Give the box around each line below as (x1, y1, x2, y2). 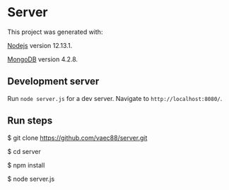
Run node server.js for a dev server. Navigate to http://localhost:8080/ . (7, 94, 223, 102)
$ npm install (7, 160, 45, 170)
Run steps (7, 114, 53, 127)
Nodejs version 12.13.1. (7, 41, 73, 49)
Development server (7, 76, 100, 88)
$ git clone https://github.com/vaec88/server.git (7, 133, 148, 142)
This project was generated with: (7, 28, 103, 36)
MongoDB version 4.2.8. (7, 54, 78, 64)
